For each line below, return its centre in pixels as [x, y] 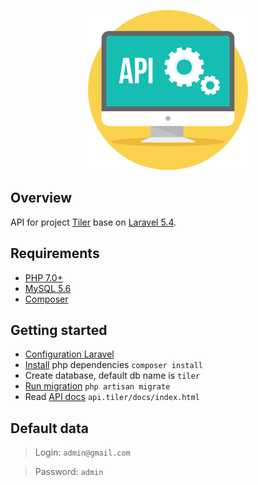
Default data [49, 428]
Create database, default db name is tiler [112, 376]
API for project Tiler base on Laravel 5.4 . [93, 222]
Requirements [55, 253]
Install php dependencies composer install [113, 365]
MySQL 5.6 [48, 288]
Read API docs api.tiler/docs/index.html [112, 397]
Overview [41, 198]
